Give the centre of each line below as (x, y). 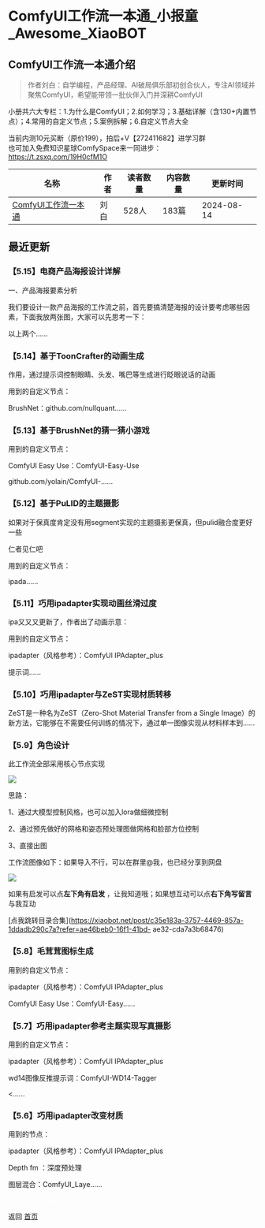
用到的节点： (29, 1134)
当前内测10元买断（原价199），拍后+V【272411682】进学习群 (107, 138)
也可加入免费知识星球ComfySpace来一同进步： (85, 148)
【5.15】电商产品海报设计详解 (64, 271)
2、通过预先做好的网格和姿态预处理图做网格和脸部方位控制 (104, 829)
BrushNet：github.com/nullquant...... (68, 407)
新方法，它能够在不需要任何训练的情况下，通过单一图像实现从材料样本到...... (132, 723)
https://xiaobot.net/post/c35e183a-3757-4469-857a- (157, 921)
